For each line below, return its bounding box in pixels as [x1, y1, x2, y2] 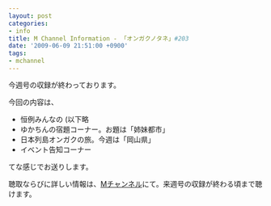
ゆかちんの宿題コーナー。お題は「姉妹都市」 [19, 124, 170, 134]
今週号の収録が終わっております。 [8, 80, 121, 90]
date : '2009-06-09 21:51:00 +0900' [8, 42, 129, 50]
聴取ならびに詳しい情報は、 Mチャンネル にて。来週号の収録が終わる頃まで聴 [8, 179, 263, 188]
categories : [8, 19, 49, 27]
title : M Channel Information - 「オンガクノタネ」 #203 [8, 34, 189, 43]
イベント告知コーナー [19, 145, 91, 154]
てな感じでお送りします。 [8, 162, 93, 171]
